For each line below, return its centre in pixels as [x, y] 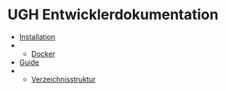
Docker [43, 53]
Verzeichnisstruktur [63, 79]
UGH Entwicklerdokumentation [113, 15]
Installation [37, 37]
